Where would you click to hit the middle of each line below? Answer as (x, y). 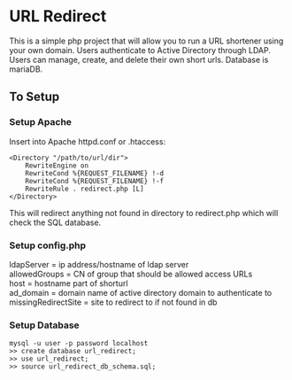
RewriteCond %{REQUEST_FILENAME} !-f (95, 181)
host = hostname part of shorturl (69, 283)
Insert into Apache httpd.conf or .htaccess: (88, 141)
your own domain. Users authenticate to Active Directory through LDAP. (140, 50)
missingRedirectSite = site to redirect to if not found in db (113, 302)
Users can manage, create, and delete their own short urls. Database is (139, 59)
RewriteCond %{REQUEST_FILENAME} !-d (95, 173)
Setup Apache (41, 122)
